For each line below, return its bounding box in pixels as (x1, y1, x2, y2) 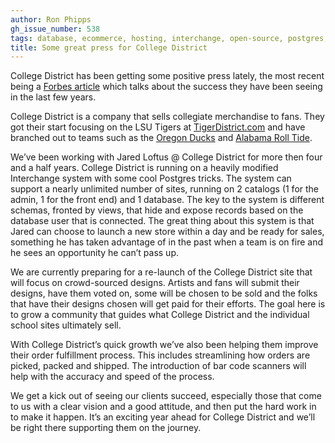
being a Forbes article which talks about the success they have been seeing (10, 81, 323, 93)
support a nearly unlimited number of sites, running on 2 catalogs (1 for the (10, 183, 320, 195)
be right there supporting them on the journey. (10, 422, 202, 434)
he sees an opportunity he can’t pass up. (10, 247, 180, 259)
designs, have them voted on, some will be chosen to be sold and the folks (10, 287, 318, 300)
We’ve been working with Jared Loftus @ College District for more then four (10, 151, 323, 163)
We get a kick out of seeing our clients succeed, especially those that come (10, 390, 322, 402)
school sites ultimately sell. (10, 319, 122, 331)
